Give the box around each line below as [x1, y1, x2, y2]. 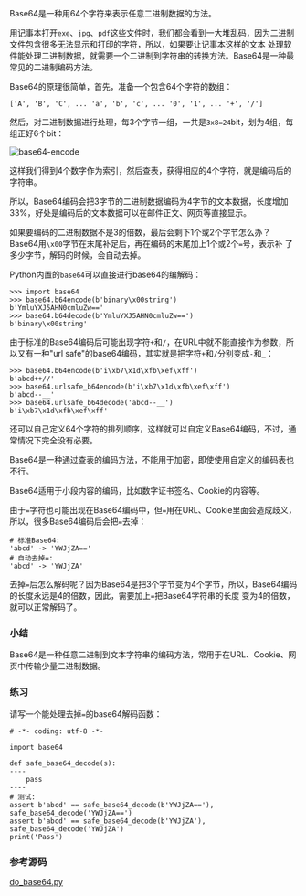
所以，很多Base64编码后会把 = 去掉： [9, 516, 147, 527]
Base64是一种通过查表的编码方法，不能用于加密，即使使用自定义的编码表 [9, 454, 287, 464]
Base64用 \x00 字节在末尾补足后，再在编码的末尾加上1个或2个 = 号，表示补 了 [9, 239, 294, 249]
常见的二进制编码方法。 [9, 62, 98, 72]
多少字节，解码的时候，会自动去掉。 [9, 250, 146, 261]
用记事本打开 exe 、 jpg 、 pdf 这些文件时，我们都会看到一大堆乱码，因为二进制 [9, 27, 295, 38]
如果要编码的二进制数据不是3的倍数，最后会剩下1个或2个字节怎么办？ [9, 227, 271, 238]
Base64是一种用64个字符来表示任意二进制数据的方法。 [9, 8, 217, 18]
